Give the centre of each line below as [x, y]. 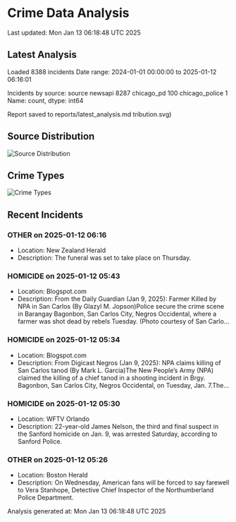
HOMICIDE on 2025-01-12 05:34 [64, 340]
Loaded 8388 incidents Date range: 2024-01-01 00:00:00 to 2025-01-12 [112, 71]
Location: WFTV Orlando [54, 419]
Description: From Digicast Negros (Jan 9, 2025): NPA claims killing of [119, 362]
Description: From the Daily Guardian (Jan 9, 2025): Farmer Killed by [117, 299]
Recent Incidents [45, 214]
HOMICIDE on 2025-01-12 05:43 [64, 275]
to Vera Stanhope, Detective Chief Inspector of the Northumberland [116, 490]
